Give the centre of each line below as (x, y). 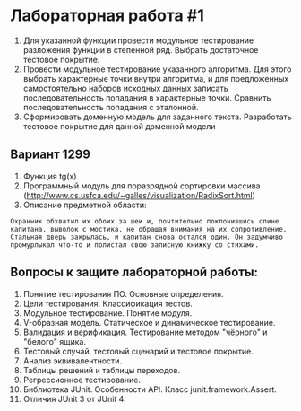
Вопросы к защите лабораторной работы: (134, 272)
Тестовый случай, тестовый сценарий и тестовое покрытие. (138, 351)
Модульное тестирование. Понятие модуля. (107, 313)
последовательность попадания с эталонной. (111, 107)
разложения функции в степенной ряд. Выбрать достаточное (141, 49)
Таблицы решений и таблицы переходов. (102, 370)
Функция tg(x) (50, 176)
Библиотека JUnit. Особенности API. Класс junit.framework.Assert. (150, 389)
